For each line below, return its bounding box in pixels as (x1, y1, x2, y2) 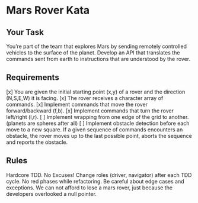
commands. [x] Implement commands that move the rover (6, 101, 148, 108)
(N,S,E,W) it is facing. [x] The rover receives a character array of (6, 94, 164, 101)
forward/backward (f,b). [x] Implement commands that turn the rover (6, 107, 174, 114)
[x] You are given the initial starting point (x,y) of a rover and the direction (6, 88, 186, 95)
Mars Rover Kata (6, 4, 90, 17)
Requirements (6, 72, 59, 83)
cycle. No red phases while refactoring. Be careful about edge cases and (6, 178, 184, 185)
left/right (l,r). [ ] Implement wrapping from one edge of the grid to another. (6, 113, 189, 120)
